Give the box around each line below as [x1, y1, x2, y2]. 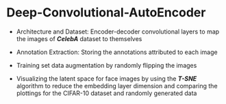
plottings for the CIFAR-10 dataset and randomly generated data [16, 89, 197, 97]
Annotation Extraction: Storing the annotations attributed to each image [16, 48, 218, 56]
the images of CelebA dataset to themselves [16, 34, 142, 42]
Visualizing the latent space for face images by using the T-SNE [16, 74, 197, 83]
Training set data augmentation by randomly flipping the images [16, 61, 197, 69]
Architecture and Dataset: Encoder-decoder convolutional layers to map [16, 27, 220, 36]
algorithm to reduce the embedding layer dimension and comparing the [16, 81, 218, 90]
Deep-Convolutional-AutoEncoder [6, 5, 206, 21]
